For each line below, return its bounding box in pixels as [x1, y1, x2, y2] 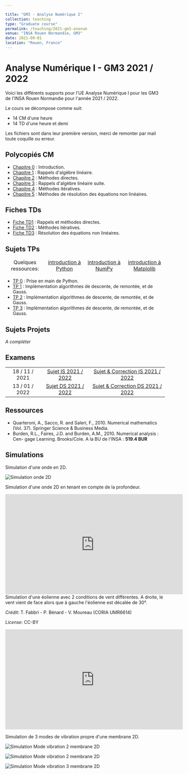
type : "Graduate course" [5, 21, 58, 26]
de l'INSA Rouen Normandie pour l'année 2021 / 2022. [5, 95, 119, 101]
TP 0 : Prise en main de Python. [12, 278, 79, 284]
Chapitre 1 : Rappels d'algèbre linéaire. [12, 169, 93, 176]
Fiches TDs [5, 206, 42, 214]
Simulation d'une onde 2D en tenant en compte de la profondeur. [5, 484, 141, 490]
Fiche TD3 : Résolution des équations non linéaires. [12, 230, 120, 236]
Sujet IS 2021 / [47, 367, 83, 375]
